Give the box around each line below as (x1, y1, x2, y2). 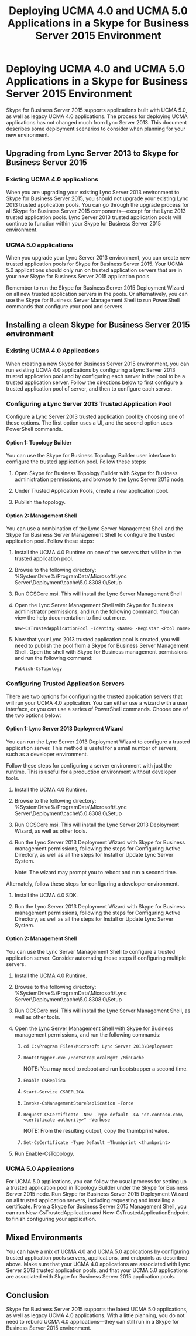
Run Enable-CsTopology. (14, 1150, 74, 1157)
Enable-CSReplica (23, 1078, 66, 1084)
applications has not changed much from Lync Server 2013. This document (6, 119, 187, 126)
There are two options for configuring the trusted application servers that (6, 693, 183, 700)
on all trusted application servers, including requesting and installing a (6, 1197, 176, 1204)
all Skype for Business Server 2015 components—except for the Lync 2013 (6, 207, 186, 214)
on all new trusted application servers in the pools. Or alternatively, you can (6, 290, 188, 297)
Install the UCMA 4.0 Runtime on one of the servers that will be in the (14, 549, 181, 556)
